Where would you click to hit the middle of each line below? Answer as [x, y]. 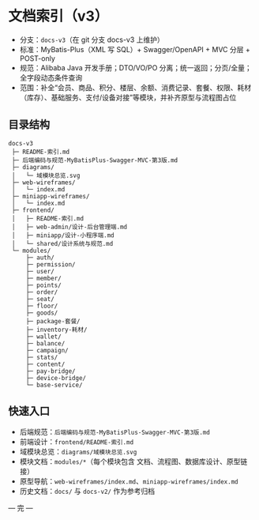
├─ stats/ [42, 357]
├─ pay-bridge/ [51, 371]
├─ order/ [42, 292]
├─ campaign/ [47, 350]
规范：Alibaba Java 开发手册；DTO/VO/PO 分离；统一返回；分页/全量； [136, 67]
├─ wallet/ [43, 337]
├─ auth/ [40, 258]
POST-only [37, 58]
